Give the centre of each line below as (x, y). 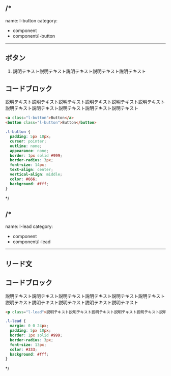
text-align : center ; (32, 170)
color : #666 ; (24, 179)
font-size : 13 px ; (28, 345)
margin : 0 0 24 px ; (30, 326)
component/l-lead (32, 242)
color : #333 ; (24, 350)
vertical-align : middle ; (36, 175)
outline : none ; (26, 146)
